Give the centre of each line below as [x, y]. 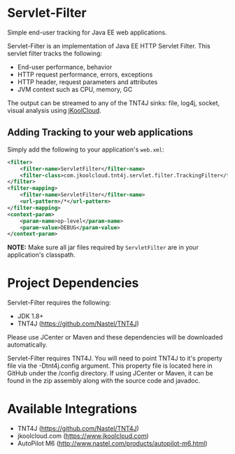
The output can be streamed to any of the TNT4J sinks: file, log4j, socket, [114, 102]
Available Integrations [72, 409]
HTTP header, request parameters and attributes [87, 81]
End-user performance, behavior [65, 67]
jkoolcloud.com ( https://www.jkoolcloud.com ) [83, 436]
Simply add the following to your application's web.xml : [86, 149]
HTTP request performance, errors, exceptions [85, 74]
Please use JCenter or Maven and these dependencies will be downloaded [115, 338]
